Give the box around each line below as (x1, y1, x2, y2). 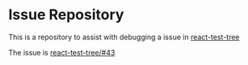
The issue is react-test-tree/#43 (8, 47, 116, 57)
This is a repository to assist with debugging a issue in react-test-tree (8, 32, 240, 42)
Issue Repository (8, 6, 124, 24)
